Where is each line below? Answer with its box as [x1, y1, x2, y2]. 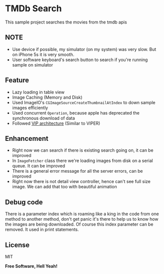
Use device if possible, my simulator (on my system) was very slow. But [12, 46, 156, 52]
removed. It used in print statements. [5, 227, 79, 232]
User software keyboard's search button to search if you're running [12, 57, 148, 63]
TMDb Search [5, 3, 62, 14]
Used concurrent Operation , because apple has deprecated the [12, 110, 140, 115]
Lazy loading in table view [12, 89, 65, 95]
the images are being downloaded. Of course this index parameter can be [5, 221, 154, 228]
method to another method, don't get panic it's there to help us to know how [5, 216, 159, 222]
